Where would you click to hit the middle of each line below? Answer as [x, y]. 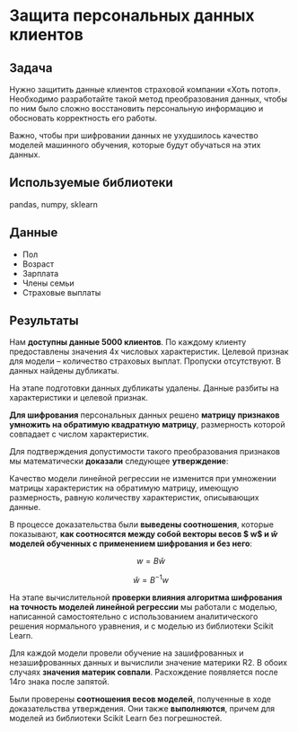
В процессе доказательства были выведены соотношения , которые [141, 525]
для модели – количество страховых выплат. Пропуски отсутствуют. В [145, 361]
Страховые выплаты [61, 292]
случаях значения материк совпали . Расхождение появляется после [144, 672]
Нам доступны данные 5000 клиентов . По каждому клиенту [128, 342]
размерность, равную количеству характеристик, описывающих [134, 498]
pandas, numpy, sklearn [54, 204]
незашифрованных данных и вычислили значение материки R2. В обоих [149, 663]
